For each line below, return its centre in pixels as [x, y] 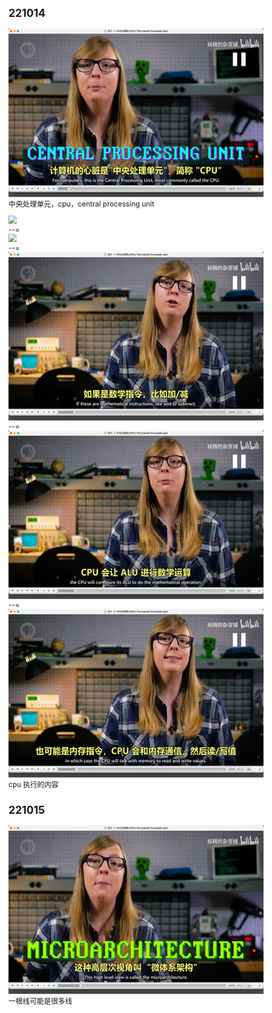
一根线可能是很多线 [40, 1000]
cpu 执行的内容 [34, 784]
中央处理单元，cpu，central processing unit [81, 203]
